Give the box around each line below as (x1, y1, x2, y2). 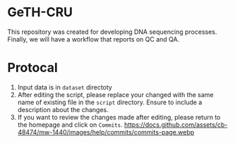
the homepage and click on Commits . (17, 120, 123, 129)
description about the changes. (17, 105, 109, 113)
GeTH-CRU (7, 4, 73, 20)
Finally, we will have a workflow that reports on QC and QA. (7, 35, 180, 43)
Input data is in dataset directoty (17, 82, 113, 92)
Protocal (7, 60, 58, 76)
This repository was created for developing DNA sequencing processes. (7, 27, 217, 36)
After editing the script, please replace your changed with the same (17, 90, 214, 99)
